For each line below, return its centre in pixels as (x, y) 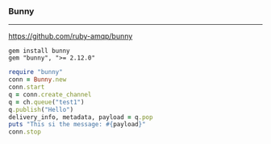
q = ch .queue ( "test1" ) (46, 102)
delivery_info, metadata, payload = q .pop (81, 117)
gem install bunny (39, 51)
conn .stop (25, 132)
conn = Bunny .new (38, 80)
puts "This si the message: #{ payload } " (77, 125)
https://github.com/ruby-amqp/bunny (71, 36)
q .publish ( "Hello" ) (41, 109)
